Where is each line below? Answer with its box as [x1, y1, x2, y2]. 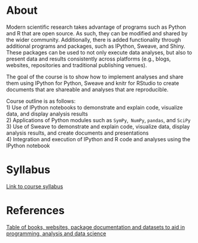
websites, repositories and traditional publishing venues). [6, 61, 147, 69]
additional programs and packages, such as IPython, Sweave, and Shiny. [6, 42, 185, 50]
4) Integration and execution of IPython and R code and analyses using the [6, 135, 190, 142]
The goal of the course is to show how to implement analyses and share [6, 73, 184, 80]
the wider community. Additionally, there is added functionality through [6, 36, 181, 43]
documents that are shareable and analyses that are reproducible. [6, 86, 169, 93]
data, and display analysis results [6, 110, 89, 117]
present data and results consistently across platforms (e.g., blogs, [6, 55, 171, 62]
